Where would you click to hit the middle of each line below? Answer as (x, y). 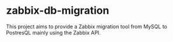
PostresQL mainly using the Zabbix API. (53, 32)
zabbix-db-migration (58, 11)
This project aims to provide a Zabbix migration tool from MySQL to (87, 26)
